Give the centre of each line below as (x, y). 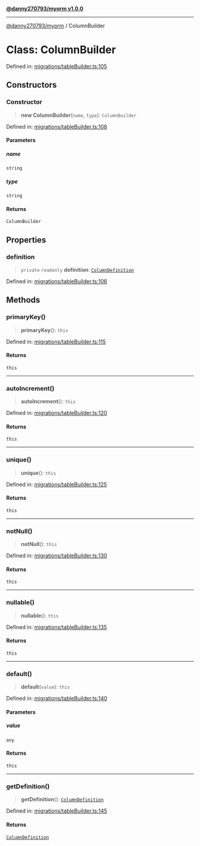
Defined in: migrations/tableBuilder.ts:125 (57, 484)
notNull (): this (39, 544)
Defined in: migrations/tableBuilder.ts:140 (57, 698)
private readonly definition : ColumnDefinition (77, 270)
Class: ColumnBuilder (61, 50)
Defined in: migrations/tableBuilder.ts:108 (57, 126)
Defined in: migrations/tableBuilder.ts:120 (57, 413)
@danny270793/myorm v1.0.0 (45, 9)
